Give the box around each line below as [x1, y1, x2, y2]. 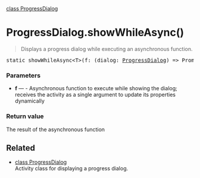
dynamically [14, 97, 45, 104]
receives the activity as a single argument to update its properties [14, 91, 176, 98]
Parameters [6, 71, 40, 80]
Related [6, 142, 36, 153]
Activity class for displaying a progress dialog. [14, 165, 129, 172]
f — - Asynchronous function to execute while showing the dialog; [14, 85, 177, 92]
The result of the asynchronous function [6, 126, 105, 133]
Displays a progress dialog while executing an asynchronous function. [20, 45, 193, 52]
